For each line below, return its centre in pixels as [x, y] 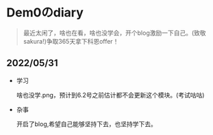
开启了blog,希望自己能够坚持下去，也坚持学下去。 [86, 124]
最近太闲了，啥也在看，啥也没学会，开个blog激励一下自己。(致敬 [114, 33]
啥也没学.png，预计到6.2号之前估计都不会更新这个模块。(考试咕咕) [110, 95]
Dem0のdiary [45, 13]
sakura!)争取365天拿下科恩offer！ [71, 41]
